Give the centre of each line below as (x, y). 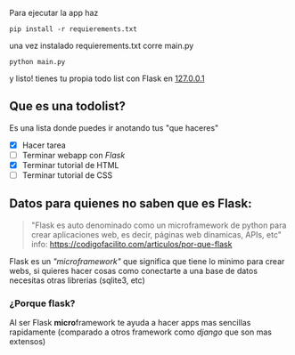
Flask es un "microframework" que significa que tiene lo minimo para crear (147, 261)
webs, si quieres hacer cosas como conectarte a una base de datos (134, 270)
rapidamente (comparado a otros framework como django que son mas (140, 332)
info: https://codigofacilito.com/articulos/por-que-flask (131, 244)
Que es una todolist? (68, 106)
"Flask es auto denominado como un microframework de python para (159, 225)
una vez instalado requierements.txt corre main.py (102, 45)
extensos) (28, 342)
